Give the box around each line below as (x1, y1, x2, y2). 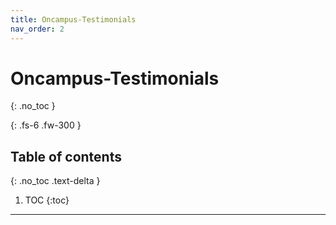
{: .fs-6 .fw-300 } (10, 119, 82, 131)
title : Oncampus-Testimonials (10, 14, 137, 25)
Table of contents (10, 148, 122, 165)
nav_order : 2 (10, 24, 65, 34)
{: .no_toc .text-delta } (10, 175, 101, 187)
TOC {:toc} (24, 194, 70, 206)
